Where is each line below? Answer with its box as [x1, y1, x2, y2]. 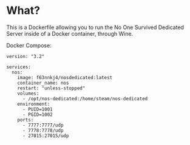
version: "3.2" [6, 53, 45, 59]
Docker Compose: [6, 42, 52, 49]
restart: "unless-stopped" [17, 85, 86, 91]
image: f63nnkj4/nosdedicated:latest [17, 74, 113, 80]
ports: [17, 117, 34, 123]
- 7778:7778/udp [22, 127, 64, 134]
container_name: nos [17, 80, 69, 86]
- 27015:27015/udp [22, 132, 69, 139]
